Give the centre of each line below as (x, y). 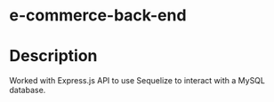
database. (28, 90)
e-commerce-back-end (98, 16)
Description (53, 56)
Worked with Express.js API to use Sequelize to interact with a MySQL (137, 81)
